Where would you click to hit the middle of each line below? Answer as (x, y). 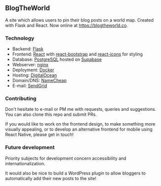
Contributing (21, 98)
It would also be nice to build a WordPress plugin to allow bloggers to (75, 173)
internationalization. (25, 163)
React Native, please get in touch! (40, 135)
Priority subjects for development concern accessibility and (66, 158)
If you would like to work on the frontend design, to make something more (80, 124)
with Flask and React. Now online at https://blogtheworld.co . (67, 25)
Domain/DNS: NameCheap (39, 81)
